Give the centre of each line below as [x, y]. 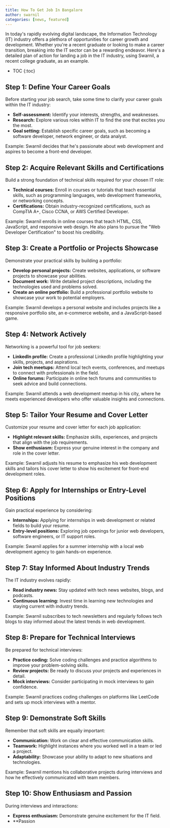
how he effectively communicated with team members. [63, 777]
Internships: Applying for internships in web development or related [84, 520]
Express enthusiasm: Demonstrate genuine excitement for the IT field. [87, 816]
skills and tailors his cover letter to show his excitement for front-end [77, 469]
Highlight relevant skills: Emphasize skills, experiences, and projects [85, 437]
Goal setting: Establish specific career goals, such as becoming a [81, 131]
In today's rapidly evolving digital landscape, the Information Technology [81, 34]
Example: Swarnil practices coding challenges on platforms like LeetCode [82, 696]
